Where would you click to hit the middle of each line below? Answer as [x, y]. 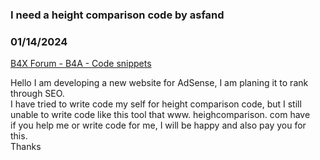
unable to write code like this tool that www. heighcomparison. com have [160, 115]
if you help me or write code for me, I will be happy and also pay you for [158, 125]
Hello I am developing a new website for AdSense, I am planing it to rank [159, 83]
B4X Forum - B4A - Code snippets [81, 64]
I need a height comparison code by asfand [117, 15]
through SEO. [37, 94]
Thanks [26, 147]
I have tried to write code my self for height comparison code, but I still [156, 104]
